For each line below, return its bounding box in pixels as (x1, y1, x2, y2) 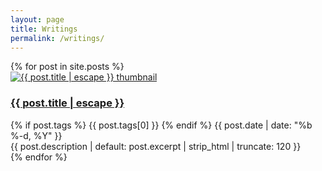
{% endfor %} (10, 151, 68, 163)
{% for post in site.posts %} (10, 61, 125, 73)
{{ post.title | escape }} (10, 96, 125, 110)
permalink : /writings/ (10, 33, 105, 43)
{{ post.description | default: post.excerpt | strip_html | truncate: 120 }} (10, 140, 302, 152)
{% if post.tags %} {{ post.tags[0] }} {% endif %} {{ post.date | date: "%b (10, 119, 313, 131)
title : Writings (10, 24, 78, 34)
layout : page (10, 14, 65, 25)
